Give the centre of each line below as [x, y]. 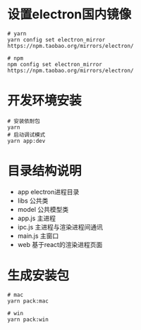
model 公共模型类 [43, 209]
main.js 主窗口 [38, 236]
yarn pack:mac [28, 301]
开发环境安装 [45, 101]
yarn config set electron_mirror [56, 39]
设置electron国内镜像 [69, 14]
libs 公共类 [33, 201]
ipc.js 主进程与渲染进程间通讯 [60, 227]
